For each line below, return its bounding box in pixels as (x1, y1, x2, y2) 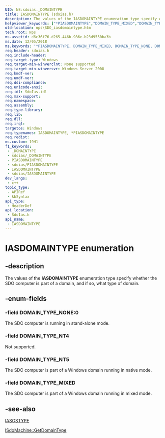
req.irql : (5, 121, 26, 126)
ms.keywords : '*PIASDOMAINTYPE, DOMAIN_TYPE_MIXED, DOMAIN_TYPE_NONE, (5, 44, 153, 49)
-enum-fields (5, 295, 47, 303)
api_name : (5, 217, 26, 222)
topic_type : (5, 185, 29, 190)
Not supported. (5, 344, 36, 350)
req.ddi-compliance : (5, 80, 48, 85)
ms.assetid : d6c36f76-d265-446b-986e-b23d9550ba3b (5, 35, 111, 40)
